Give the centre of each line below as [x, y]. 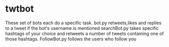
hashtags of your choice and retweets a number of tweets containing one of [85, 33]
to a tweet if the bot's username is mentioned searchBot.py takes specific [82, 28]
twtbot [20, 9]
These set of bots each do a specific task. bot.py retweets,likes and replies [83, 23]
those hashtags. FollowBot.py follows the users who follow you [71, 39]
